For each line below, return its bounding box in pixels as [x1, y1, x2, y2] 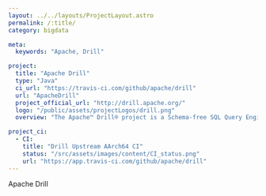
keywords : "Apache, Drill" [15, 48, 104, 56]
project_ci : [8, 128, 47, 136]
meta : [8, 40, 26, 48]
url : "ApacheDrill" [15, 92, 80, 100]
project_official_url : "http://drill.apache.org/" [15, 99, 186, 107]
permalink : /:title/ [8, 19, 77, 27]
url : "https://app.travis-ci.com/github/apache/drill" [22, 157, 207, 165]
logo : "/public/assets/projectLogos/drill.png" [15, 106, 176, 115]
